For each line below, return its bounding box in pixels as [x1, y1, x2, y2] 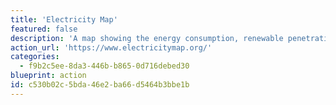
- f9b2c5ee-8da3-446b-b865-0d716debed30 [19, 61, 190, 71]
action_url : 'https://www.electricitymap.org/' [10, 42, 213, 53]
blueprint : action [10, 71, 87, 81]
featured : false [10, 24, 78, 34]
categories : [10, 52, 60, 62]
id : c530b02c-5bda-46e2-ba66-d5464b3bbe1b [10, 80, 190, 90]
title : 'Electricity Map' [10, 14, 118, 25]
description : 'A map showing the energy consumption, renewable [10, 33, 284, 43]
